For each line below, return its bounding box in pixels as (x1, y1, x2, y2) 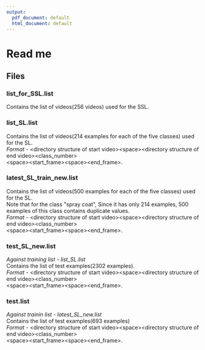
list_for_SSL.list (6, 89, 54, 98)
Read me (6, 47, 52, 61)
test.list (6, 297, 30, 306)
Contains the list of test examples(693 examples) (6, 318, 130, 325)
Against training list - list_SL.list (6, 256, 86, 263)
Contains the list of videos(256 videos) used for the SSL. (6, 103, 149, 111)
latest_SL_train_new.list (6, 174, 78, 182)
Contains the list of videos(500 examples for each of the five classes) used (6, 187, 196, 195)
